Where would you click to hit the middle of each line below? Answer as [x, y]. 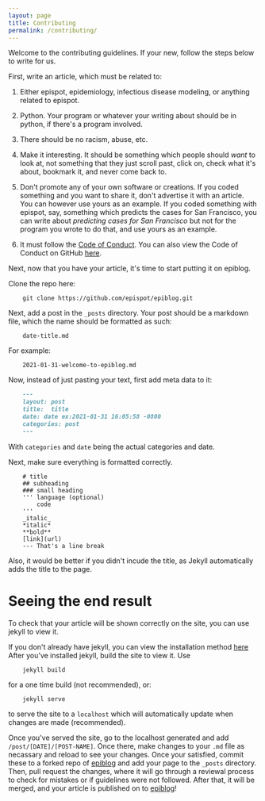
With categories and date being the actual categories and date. [112, 446]
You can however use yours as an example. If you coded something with [138, 204]
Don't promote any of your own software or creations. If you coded [129, 187]
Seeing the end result [80, 601]
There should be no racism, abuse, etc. [84, 140]
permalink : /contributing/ [53, 30]
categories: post [51, 424]
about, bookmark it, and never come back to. [93, 172]
